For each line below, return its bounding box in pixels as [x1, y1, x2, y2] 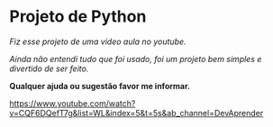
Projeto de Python [9, 6, 147, 27]
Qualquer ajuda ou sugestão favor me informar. [9, 80, 191, 91]
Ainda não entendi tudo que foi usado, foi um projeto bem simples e [9, 53, 262, 64]
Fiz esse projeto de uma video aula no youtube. [9, 36, 187, 47]
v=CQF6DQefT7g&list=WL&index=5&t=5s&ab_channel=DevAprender [9, 107, 264, 118]
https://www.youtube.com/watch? [9, 97, 136, 109]
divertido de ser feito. [9, 63, 89, 74]
